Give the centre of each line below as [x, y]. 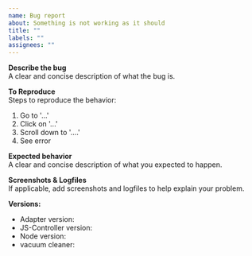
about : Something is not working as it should [87, 23]
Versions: [25, 204]
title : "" [25, 30]
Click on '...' [39, 124]
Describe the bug [37, 68]
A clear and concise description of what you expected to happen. [115, 165]
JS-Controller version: [56, 228]
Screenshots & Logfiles [48, 180]
